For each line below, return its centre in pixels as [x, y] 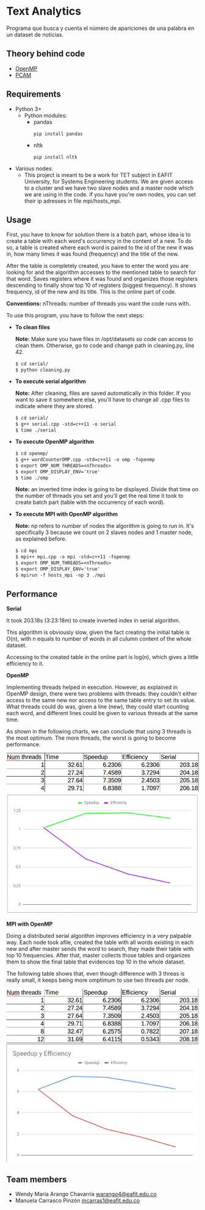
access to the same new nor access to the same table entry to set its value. [101, 700]
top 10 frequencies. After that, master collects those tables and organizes [99, 955]
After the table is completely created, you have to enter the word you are [98, 266]
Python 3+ [28, 109]
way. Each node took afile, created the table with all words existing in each [100, 942]
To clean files [33, 327]
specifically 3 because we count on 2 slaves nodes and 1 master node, [104, 533]
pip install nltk [55, 157]
